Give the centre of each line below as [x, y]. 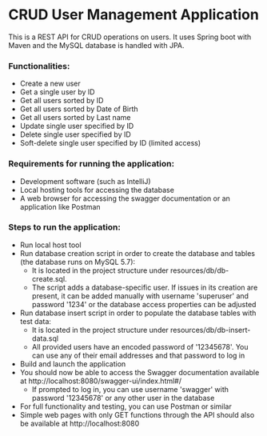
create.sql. [49, 278]
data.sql [45, 338]
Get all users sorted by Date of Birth [79, 109]
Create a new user [50, 84]
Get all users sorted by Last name [75, 118]
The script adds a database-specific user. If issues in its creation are [145, 287]
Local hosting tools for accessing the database [97, 190]
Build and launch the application [73, 364]
